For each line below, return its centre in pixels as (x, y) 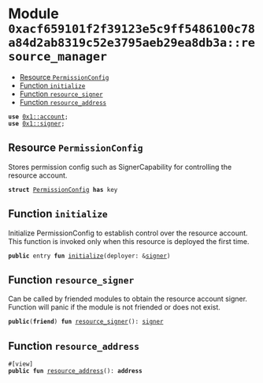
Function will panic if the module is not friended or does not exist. (114, 307)
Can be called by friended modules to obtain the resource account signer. (128, 299)
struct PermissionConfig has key (63, 190)
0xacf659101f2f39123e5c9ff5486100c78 (132, 29)
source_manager (58, 56)
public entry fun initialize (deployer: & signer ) (89, 256)
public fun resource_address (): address (76, 371)
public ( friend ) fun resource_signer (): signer (86, 322)
